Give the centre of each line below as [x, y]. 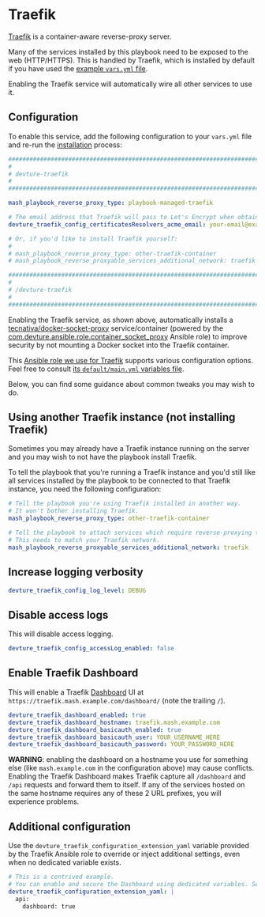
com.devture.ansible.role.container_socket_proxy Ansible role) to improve [128, 336]
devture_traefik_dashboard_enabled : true [77, 715]
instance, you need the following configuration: [85, 489]
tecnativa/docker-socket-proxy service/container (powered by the [116, 328]
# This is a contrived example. [61, 877]
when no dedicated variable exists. [65, 862]
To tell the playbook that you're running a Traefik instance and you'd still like [132, 472]
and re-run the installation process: [65, 145]
